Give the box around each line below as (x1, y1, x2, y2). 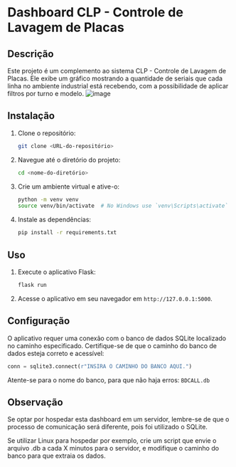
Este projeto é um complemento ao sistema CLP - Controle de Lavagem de (7, 67, 226, 75)
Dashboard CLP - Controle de (7, 4, 183, 21)
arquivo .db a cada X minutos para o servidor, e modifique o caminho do (7, 444, 219, 453)
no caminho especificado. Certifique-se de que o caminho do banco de (7, 341, 217, 350)
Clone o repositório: (17, 129, 76, 137)
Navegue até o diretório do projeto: (17, 155, 121, 164)
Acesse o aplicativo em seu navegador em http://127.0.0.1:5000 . (17, 294, 213, 303)
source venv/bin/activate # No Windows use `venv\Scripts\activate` (17, 202, 229, 210)
